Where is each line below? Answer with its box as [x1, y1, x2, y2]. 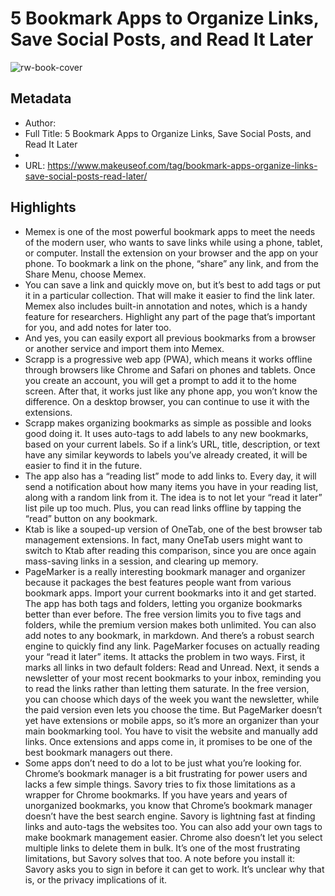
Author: [24, 117, 57, 129]
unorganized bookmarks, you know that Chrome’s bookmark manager [24, 799, 313, 811]
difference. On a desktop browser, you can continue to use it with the [24, 395, 310, 407]
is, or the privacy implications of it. [24, 873, 168, 886]
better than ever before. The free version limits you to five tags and [24, 608, 302, 620]
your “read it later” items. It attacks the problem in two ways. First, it [24, 650, 305, 662]
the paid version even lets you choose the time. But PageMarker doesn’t [24, 703, 323, 716]
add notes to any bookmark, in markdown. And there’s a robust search [24, 629, 315, 641]
